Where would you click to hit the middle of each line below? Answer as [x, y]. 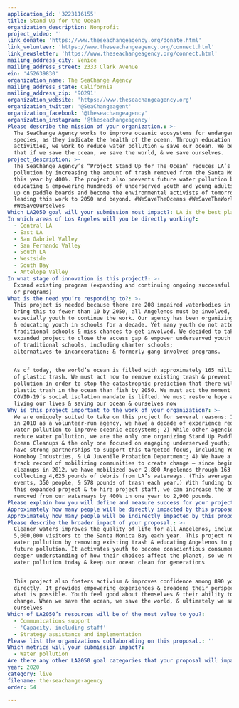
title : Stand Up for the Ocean [54, 21]
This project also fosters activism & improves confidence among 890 [119, 581]
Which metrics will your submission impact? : [76, 648]
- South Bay [32, 265]
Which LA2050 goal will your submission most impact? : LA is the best [114, 213]
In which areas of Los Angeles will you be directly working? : [103, 219]
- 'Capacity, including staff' [60, 628]
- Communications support [52, 621]
